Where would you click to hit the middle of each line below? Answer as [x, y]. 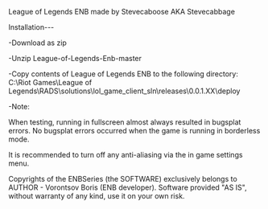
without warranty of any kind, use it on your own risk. [97, 196]
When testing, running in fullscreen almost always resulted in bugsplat [125, 122]
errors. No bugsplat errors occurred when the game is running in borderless [134, 131]
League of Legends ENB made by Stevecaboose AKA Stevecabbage [122, 12]
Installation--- [31, 27]
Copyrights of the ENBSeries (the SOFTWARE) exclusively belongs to [123, 179]
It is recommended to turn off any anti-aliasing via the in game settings [126, 155]
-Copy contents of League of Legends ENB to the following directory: [124, 74]
